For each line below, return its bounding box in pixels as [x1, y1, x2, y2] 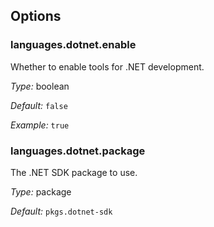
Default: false [10, 99, 68, 111]
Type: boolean [10, 80, 70, 92]
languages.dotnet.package [10, 144, 146, 158]
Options [10, 8, 62, 25]
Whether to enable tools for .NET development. [10, 60, 205, 73]
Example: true [10, 119, 70, 131]
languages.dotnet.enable [10, 38, 137, 52]
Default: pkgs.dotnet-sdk [10, 205, 113, 217]
